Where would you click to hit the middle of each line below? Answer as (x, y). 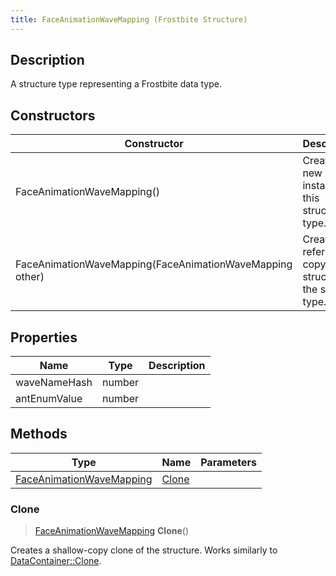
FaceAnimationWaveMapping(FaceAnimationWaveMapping (154, 264)
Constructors (53, 115)
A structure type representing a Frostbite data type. (116, 84)
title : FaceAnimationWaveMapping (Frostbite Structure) (129, 19)
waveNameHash (54, 383)
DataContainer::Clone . (56, 561)
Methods (39, 434)
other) (30, 277)
